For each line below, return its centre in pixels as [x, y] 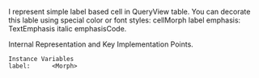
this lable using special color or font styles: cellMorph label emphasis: [125, 20]
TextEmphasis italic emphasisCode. [68, 29]
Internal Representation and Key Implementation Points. [101, 44]
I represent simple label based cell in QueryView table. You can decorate [129, 12]
